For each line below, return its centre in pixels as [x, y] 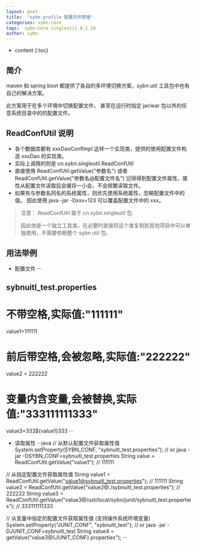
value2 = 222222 [27, 374]
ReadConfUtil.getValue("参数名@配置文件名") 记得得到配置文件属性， [98, 178]
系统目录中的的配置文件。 [42, 113]
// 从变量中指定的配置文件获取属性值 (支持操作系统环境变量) [79, 518]
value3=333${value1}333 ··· [40, 431]
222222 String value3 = [35, 493]
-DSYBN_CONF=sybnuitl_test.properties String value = [89, 456]
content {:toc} [31, 50]
